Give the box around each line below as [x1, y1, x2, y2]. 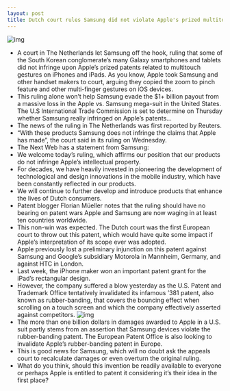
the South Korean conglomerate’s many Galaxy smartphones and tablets [16, 55, 221, 64]
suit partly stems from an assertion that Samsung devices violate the [16, 325, 211, 333]
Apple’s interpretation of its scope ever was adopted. [16, 238, 166, 246]
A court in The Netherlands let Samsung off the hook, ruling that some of [16, 49, 223, 57]
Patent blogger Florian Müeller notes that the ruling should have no [16, 201, 206, 210]
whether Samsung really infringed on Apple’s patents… [16, 114, 172, 122]
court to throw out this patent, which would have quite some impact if [16, 230, 214, 238]
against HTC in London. [16, 260, 84, 268]
